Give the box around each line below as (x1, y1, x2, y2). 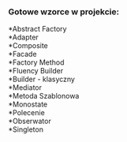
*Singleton (8, 125, 43, 134)
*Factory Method (8, 58, 65, 67)
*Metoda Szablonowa (8, 92, 80, 101)
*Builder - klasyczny (8, 74, 75, 84)
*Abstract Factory (8, 24, 67, 34)
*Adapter (8, 32, 39, 42)
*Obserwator (8, 117, 51, 126)
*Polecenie (8, 108, 45, 118)
